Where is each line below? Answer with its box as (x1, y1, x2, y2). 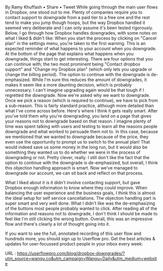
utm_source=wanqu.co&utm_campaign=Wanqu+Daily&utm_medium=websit (5, 256, 157, 261)
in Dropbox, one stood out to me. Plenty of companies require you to (5, 9, 143, 15)
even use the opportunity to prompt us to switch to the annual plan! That (5, 139, 150, 145)
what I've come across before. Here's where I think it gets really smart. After (5, 108, 158, 114)
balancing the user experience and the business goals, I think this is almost (5, 190, 156, 196)
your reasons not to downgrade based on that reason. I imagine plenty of (5, 118, 152, 124)
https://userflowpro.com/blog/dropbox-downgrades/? (17, 250, 125, 256)
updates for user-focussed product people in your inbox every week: (5, 241, 144, 247)
